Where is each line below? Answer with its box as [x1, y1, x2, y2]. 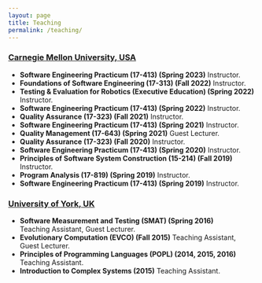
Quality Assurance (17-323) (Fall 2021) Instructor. [19, 112, 184, 121]
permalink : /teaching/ [8, 26, 83, 34]
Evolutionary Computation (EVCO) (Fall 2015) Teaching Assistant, [19, 233, 236, 242]
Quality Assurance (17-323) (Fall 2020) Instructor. [19, 137, 186, 146]
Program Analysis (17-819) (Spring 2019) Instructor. [19, 170, 190, 179]
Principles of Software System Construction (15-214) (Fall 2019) [19, 153, 233, 163]
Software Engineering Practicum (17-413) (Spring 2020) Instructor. [19, 145, 242, 154]
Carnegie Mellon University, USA [8, 52, 136, 63]
